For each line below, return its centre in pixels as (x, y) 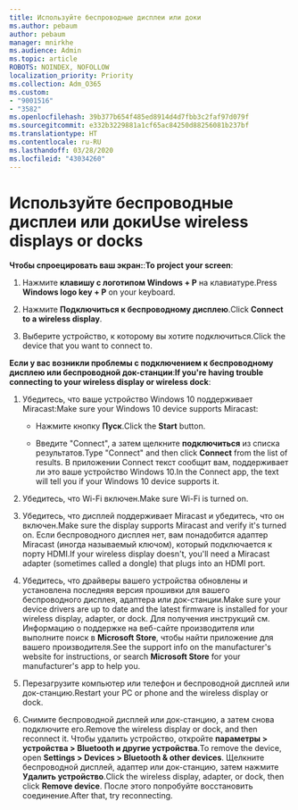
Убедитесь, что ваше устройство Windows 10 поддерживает (137, 399)
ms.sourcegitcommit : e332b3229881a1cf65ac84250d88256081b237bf (129, 126)
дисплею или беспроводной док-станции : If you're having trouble (137, 372)
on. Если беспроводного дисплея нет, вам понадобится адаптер (145, 535)
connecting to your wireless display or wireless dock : (110, 382)
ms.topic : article (43, 59)
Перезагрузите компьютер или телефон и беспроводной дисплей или (156, 683)
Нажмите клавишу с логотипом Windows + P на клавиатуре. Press (149, 283)
